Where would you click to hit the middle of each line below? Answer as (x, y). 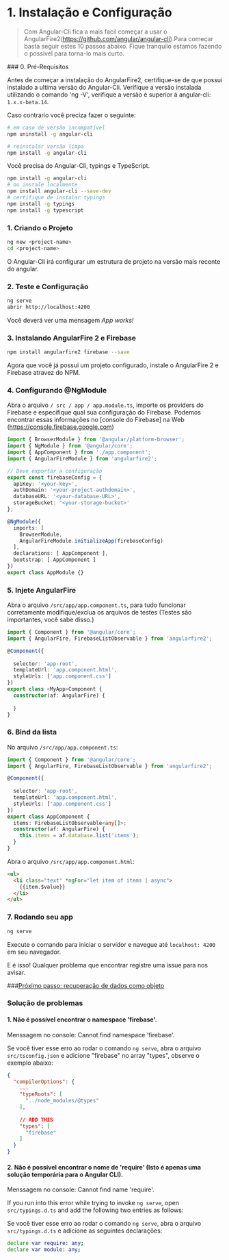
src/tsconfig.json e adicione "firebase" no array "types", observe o (103, 1055)
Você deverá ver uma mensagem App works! (70, 320)
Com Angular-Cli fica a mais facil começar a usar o (95, 32)
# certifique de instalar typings (56, 198)
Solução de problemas (45, 1003)
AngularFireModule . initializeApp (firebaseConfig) (92, 541)
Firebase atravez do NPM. (44, 372)
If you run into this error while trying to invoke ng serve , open (93, 1203)
